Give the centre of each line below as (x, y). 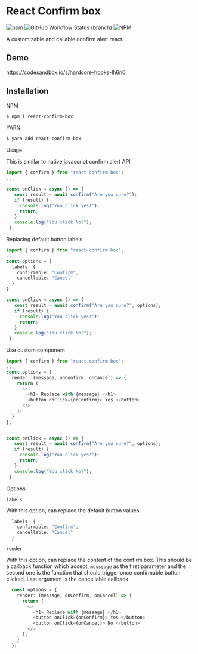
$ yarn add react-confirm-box (44, 139)
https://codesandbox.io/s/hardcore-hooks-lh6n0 (66, 72)
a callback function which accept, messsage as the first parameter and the (96, 566)
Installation (27, 91)
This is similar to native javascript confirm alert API (68, 162)
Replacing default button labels (44, 240)
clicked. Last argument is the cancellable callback (67, 579)
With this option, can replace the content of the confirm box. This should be (99, 560)
